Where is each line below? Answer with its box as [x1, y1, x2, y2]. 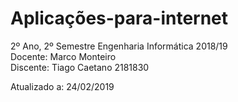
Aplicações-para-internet [10, 7, 229, 30]
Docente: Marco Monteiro [10, 50, 117, 62]
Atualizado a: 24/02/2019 [10, 80, 115, 92]
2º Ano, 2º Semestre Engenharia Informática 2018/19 [10, 40, 228, 52]
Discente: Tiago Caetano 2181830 [10, 61, 150, 73]
